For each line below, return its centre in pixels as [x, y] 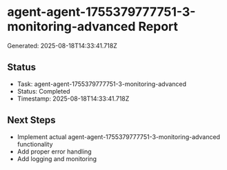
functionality [35, 144]
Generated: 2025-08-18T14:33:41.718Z [62, 45]
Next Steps [31, 120]
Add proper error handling [54, 151]
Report [158, 26]
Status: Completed [43, 91]
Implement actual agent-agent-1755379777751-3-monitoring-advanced [119, 137]
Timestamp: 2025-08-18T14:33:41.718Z [73, 98]
